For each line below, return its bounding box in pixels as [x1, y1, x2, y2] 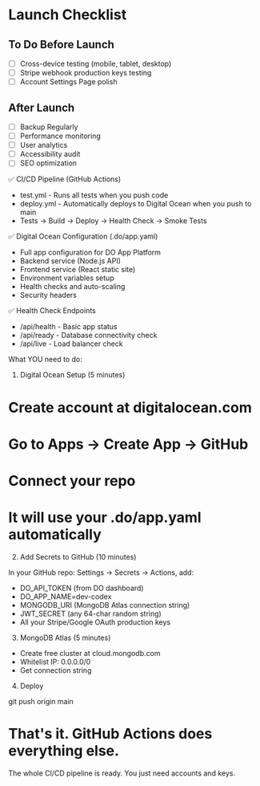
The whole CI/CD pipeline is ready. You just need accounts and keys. [8, 768, 236, 778]
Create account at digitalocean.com [8, 398, 252, 417]
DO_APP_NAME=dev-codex [19, 592, 112, 601]
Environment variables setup [19, 273, 114, 283]
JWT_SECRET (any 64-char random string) [19, 609, 162, 618]
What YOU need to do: [8, 355, 82, 364]
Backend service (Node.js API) [19, 256, 122, 266]
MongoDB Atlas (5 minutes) [19, 633, 111, 642]
